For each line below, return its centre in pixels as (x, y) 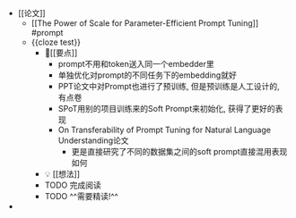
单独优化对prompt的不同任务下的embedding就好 (148, 75)
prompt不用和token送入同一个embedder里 (136, 64)
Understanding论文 (93, 140)
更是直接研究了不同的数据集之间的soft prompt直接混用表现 (179, 151)
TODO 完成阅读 (73, 185)
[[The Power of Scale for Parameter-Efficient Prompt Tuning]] (144, 23)
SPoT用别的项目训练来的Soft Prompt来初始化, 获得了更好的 (166, 109)
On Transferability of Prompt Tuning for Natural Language (165, 130)
